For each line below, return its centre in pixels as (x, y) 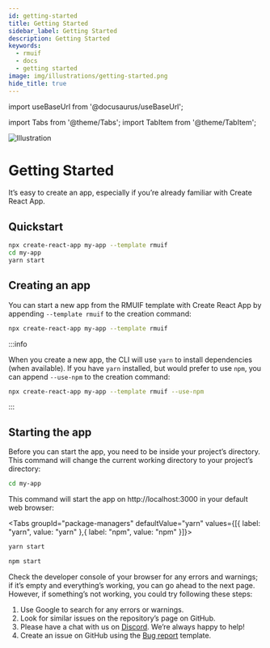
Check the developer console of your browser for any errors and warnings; (133, 576)
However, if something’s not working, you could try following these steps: (131, 594)
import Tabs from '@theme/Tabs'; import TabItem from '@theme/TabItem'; (133, 122)
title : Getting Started (49, 23)
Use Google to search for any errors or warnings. (102, 609)
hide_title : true (38, 83)
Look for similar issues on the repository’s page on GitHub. (118, 618)
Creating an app (50, 286)
